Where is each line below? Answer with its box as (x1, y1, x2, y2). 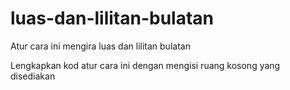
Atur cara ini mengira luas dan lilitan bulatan (10, 40, 191, 52)
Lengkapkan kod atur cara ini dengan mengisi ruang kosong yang (10, 59, 281, 71)
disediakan (10, 70, 56, 82)
